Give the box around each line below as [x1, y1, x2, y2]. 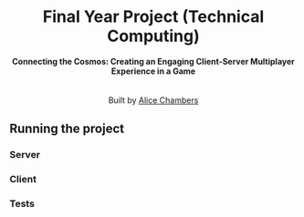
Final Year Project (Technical [42, 6, 265, 27]
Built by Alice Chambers [108, 94, 199, 106]
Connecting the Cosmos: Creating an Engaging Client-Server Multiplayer [12, 56, 295, 67]
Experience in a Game [110, 66, 196, 77]
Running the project [9, 121, 125, 137]
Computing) [106, 26, 201, 46]
